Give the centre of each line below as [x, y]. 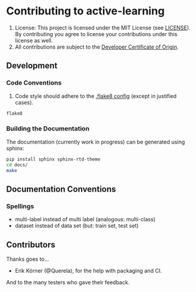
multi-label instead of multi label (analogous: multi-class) [85, 219]
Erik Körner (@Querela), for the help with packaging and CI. [88, 270]
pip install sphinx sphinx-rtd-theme [53, 159]
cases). [24, 102]
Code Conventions [34, 83]
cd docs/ [17, 165]
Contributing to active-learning [85, 11]
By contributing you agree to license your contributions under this [96, 34]
